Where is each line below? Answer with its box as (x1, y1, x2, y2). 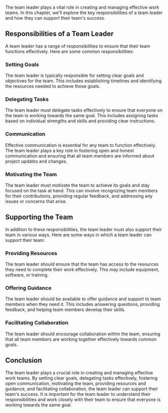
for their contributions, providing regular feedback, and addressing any (5, 193, 153, 199)
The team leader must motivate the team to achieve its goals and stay (5, 182, 150, 188)
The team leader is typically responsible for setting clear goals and (5, 73, 144, 79)
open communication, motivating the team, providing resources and (5, 380, 146, 386)
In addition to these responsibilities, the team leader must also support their (5, 226, 162, 232)
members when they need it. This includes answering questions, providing (5, 301, 160, 307)
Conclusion (5, 356, 42, 365)
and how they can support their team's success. (5, 15, 106, 21)
